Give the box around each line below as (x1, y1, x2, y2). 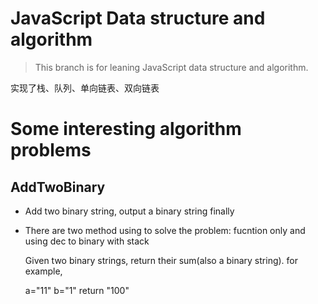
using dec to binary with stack (24, 235, 150, 247)
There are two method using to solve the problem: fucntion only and (24, 224, 306, 236)
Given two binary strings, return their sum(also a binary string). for (24, 254, 299, 266)
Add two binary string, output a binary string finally (24, 205, 235, 217)
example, (24, 265, 63, 277)
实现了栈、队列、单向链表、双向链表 (10, 82, 160, 94)
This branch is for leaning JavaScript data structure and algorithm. (34, 61, 309, 73)
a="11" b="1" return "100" (24, 284, 130, 296)
